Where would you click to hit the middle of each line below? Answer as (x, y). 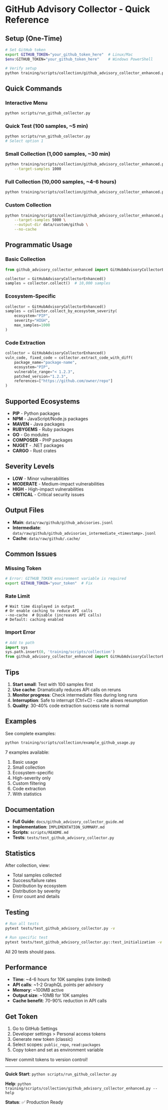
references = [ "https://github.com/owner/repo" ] (63, 381)
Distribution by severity (36, 891)
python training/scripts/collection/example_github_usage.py (70, 743)
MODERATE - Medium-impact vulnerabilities (58, 484)
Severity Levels (30, 466)
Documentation (30, 810)
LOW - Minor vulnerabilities (40, 478)
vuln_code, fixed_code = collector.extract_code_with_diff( (69, 358)
